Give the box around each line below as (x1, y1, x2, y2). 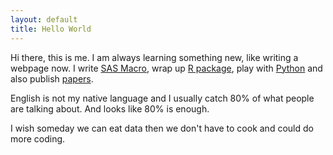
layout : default (10, 14, 78, 25)
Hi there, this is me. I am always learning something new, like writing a (10, 51, 299, 63)
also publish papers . (10, 72, 94, 85)
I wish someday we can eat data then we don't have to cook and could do (10, 122, 314, 134)
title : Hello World (10, 24, 92, 34)
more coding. (10, 132, 66, 145)
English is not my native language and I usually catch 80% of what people (10, 92, 315, 104)
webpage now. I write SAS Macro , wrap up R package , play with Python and (10, 62, 323, 74)
